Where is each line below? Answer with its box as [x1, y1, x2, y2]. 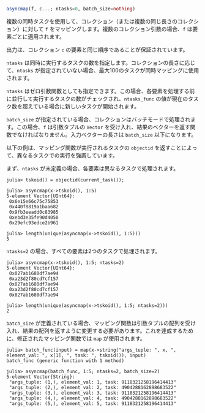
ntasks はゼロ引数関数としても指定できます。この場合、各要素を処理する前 [6, 87, 195, 94]
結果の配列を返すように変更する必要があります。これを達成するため [22, 327, 194, 334]
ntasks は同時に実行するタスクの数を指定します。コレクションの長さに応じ [6, 59, 196, 66]
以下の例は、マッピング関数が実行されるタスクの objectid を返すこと [6, 144, 182, 151]
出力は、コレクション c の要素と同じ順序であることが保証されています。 [6, 46, 188, 53]
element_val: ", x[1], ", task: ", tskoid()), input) [6, 352, 147, 358]
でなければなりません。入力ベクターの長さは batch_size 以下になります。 [11, 131, 197, 138]
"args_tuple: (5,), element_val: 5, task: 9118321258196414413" [9, 400, 176, 407]
